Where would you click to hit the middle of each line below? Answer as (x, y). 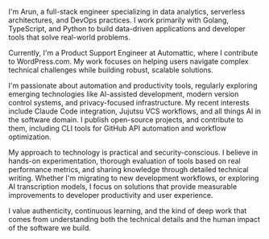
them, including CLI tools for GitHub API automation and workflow (118, 128)
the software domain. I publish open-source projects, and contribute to (126, 119)
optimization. (30, 137)
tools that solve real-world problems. (69, 37)
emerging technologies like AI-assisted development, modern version (124, 94)
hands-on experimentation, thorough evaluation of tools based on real (124, 161)
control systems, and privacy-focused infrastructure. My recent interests (129, 103)
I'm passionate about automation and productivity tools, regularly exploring (133, 85)
